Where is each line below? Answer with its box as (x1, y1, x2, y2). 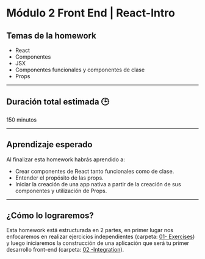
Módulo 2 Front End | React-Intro (6, 6, 175, 20)
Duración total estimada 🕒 (6, 97, 110, 107)
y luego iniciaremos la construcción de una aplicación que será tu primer (6, 239, 190, 247)
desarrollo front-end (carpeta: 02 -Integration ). (6, 246, 124, 254)
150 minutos (6, 116, 37, 123)
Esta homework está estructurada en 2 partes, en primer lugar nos (6, 227, 174, 234)
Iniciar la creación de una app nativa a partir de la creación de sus (15, 180, 181, 188)
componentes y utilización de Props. (15, 187, 107, 194)
